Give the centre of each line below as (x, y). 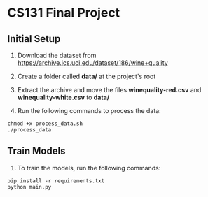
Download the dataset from (57, 55)
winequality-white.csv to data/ (63, 97)
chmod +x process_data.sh (45, 124)
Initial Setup (34, 39)
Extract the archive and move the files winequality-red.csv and (109, 90)
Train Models (36, 151)
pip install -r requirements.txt (56, 181)
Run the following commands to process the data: (89, 111)
